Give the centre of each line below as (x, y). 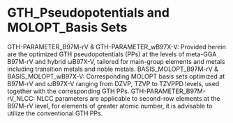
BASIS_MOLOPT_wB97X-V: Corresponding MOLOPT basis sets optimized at (116, 76)
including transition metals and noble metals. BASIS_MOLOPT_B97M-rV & (113, 69)
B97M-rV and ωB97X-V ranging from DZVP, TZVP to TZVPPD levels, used (113, 83)
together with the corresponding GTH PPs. (68, 91)
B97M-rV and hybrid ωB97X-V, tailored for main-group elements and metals (116, 61)
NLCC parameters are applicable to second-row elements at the (128, 98)
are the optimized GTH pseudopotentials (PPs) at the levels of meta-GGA (112, 54)
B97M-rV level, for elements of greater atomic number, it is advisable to (110, 106)
